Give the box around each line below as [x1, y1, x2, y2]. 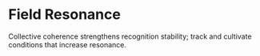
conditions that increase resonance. [8, 39, 126, 49]
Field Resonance [8, 6, 122, 24]
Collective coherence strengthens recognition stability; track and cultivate [8, 32, 252, 41]
